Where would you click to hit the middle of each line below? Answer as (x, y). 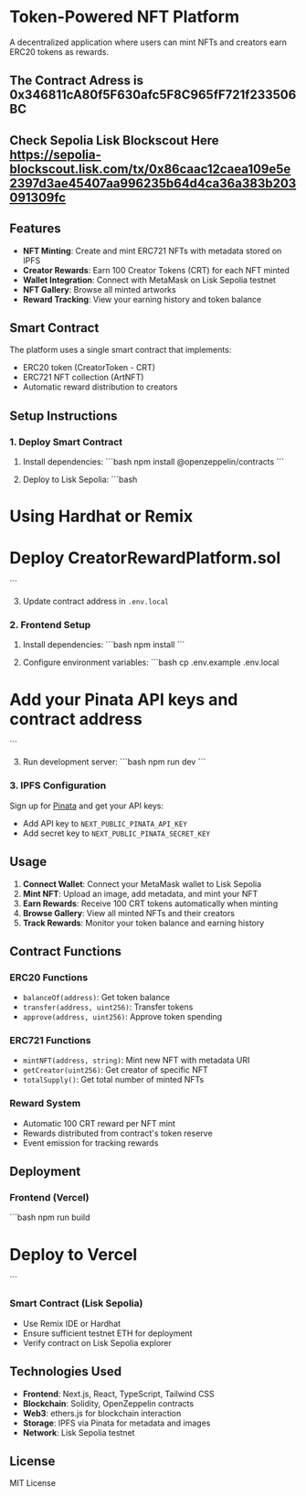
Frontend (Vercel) (49, 1198)
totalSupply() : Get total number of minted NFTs (113, 1080)
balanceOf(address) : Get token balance (96, 998)
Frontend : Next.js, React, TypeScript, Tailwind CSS (118, 1394)
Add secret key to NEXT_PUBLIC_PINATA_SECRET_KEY (116, 833)
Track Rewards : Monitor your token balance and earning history (143, 923)
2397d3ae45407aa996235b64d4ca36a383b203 (153, 183)
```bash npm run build (50, 1217)
